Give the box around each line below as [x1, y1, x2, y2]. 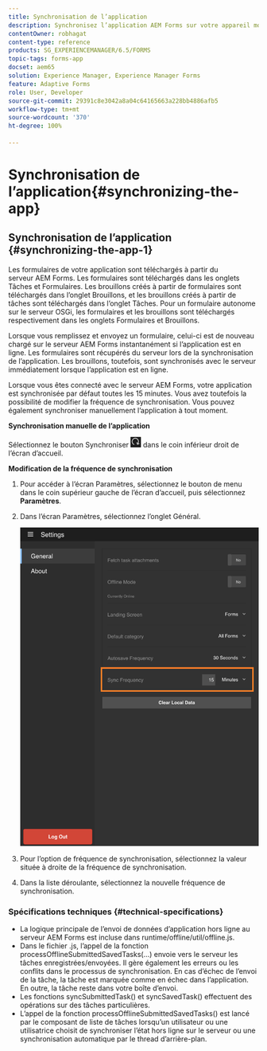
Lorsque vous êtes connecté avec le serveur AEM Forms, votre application [8, 380, 253, 389]
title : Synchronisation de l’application [8, 13, 148, 21]
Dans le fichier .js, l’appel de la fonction [19, 941, 149, 951]
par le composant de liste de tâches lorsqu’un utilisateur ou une [19, 1018, 228, 1027]
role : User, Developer [8, 88, 83, 96]
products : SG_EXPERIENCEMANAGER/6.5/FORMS [8, 46, 151, 55]
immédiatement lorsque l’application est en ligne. [8, 365, 168, 374]
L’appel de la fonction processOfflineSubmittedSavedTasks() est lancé [19, 1009, 250, 1018]
